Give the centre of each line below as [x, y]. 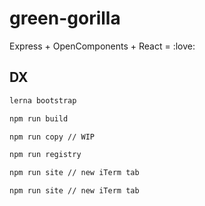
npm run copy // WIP [52, 137]
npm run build [39, 118]
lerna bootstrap [43, 100]
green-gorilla [65, 18]
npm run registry [45, 155]
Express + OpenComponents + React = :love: [102, 46]
